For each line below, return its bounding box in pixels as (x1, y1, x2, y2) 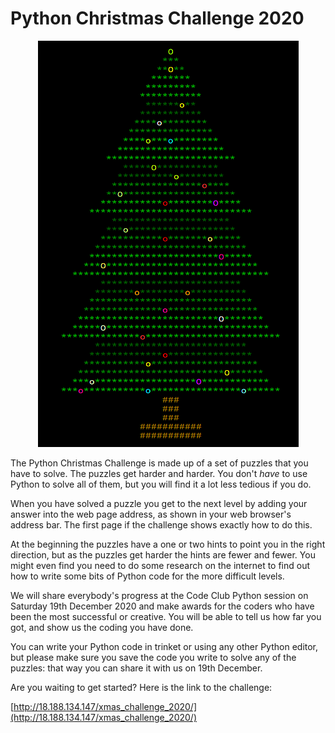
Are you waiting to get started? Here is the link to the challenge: (10, 681, 273, 693)
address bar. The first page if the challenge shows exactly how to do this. (10, 518, 313, 531)
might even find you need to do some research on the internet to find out (10, 559, 311, 571)
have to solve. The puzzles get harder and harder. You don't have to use (10, 467, 308, 479)
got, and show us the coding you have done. (10, 621, 194, 633)
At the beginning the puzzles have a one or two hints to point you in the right (10, 538, 326, 550)
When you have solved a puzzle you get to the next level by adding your (10, 497, 308, 509)
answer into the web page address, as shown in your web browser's (10, 508, 292, 520)
